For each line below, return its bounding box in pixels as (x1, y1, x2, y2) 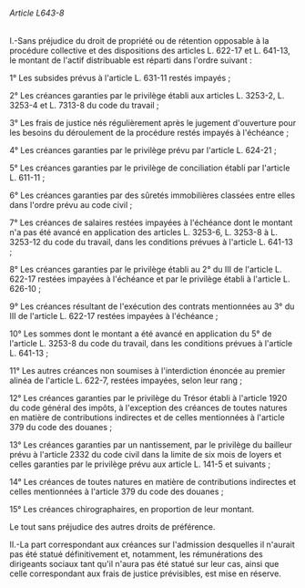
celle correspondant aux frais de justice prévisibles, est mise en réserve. (9, 568, 282, 579)
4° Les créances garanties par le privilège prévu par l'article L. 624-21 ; (9, 145, 277, 156)
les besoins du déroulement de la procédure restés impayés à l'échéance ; (9, 128, 290, 139)
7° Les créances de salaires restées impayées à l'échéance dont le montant (9, 217, 293, 228)
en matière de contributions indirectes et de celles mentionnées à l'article (9, 412, 285, 423)
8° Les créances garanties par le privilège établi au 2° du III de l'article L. (9, 264, 282, 275)
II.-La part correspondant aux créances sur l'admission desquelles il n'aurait (9, 539, 296, 551)
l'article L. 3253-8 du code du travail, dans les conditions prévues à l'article (9, 338, 293, 349)
